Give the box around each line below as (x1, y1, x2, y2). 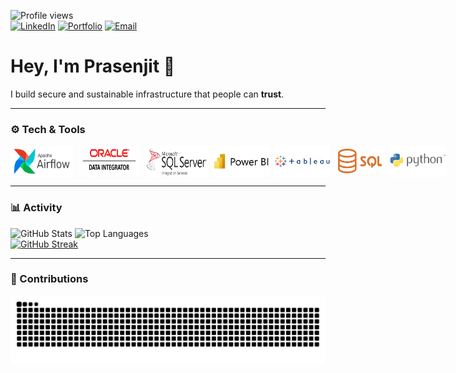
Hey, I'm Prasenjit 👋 (10, 55, 176, 78)
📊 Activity (10, 201, 63, 215)
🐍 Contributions (10, 272, 89, 286)
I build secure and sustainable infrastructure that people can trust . (10, 88, 285, 100)
